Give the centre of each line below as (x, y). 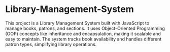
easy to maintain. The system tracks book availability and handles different (83, 39)
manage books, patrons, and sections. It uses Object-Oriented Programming (85, 28)
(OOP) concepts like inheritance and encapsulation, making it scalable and (83, 33)
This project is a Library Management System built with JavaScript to (77, 23)
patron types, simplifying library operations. (51, 44)
